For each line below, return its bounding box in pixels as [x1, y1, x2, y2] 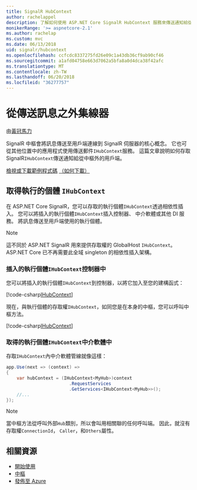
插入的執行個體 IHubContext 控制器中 [6, 265, 107, 273]
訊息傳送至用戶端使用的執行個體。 [22, 217, 106, 224]
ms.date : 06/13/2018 [6, 42, 57, 48]
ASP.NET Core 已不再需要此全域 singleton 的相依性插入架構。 [6, 248, 155, 256]
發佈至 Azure [14, 478, 46, 485]
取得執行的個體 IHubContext [6, 186, 106, 196]
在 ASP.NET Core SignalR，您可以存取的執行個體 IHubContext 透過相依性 [6, 202, 179, 209]
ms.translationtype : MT [6, 63, 64, 69]
